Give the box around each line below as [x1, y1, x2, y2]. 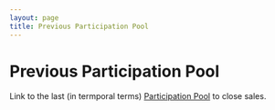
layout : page [9, 13, 59, 23]
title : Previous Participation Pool [9, 22, 149, 31]
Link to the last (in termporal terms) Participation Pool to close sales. [9, 91, 267, 102]
